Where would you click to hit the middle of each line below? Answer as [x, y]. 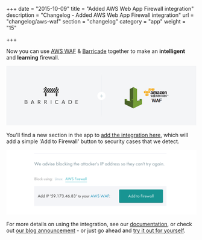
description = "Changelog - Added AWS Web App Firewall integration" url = [100, 15]
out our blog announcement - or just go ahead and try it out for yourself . [96, 230]
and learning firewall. [33, 57]
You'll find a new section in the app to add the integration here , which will [97, 135]
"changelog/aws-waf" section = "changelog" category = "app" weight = [96, 21]
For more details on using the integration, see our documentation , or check [99, 224]
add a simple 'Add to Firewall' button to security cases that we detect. [93, 141]
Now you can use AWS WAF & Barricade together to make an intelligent [96, 51]
